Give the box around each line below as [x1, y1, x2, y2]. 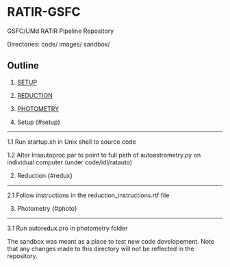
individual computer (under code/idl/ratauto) [7, 158, 133, 166]
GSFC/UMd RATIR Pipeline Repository [7, 27, 114, 35]
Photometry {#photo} [16, 204, 77, 212]
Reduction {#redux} [16, 171, 73, 179]
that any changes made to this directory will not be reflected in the [7, 244, 194, 253]
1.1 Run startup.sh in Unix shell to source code [7, 138, 137, 146]
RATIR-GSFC [7, 4, 81, 20]
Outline [7, 60, 39, 72]
